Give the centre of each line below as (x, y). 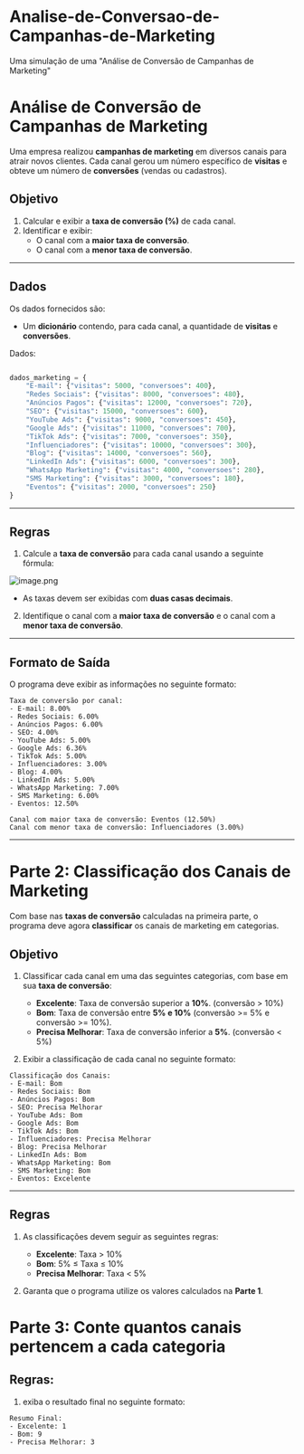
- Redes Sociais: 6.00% (54, 717)
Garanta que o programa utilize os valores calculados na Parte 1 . (143, 1290)
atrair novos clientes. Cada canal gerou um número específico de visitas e (148, 161)
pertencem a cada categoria (118, 1346)
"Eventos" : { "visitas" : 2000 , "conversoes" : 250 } (121, 487)
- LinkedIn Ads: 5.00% (52, 780)
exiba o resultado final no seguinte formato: (104, 1402)
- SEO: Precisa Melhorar (56, 1107)
